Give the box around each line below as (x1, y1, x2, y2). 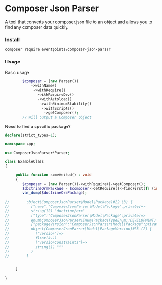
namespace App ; (5, 142, 36, 147)
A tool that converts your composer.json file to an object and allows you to (5, 19, 153, 25)
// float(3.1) (5, 236, 57, 240)
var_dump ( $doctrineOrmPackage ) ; (22, 190, 88, 195)
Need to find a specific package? (5, 124, 71, 129)
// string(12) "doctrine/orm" (5, 208, 85, 213)
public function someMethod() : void (15, 173, 92, 177)
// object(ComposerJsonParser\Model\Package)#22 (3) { (5, 200, 133, 205)
